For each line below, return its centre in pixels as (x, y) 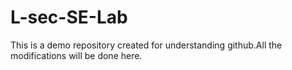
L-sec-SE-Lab (69, 17)
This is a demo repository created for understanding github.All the (146, 45)
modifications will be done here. (76, 55)
